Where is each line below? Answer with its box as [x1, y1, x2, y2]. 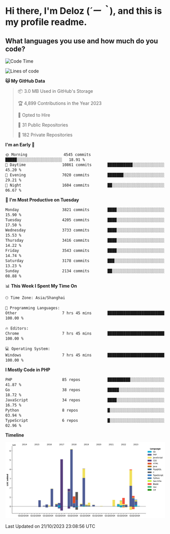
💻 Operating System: [5, 346, 51, 351]
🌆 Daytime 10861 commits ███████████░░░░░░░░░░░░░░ [5, 162, 165, 167]
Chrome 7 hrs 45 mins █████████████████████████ [5, 331, 165, 336]
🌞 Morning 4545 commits [5, 152, 91, 157]
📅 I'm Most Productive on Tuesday [5, 197, 80, 202]
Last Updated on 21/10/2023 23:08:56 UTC [5, 523, 95, 529]
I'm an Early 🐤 [5, 142, 35, 147]
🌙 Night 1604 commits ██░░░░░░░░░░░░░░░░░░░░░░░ [5, 183, 165, 188]
